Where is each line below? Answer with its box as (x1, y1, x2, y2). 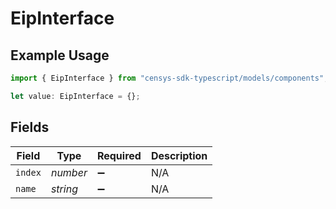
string (50, 182, 78, 196)
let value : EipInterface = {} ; (10, 91, 141, 101)
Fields (10, 119, 50, 136)
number (50, 165, 88, 179)
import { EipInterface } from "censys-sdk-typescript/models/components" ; (10, 73, 329, 83)
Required (96, 148, 142, 162)
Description (150, 148, 208, 162)
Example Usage (10, 47, 110, 64)
